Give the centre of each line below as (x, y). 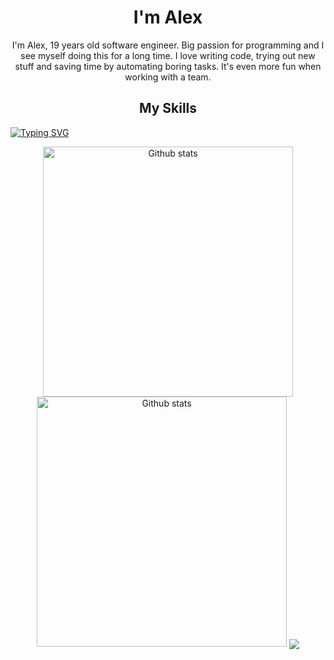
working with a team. (168, 77)
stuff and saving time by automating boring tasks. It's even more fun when (168, 66)
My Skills (168, 108)
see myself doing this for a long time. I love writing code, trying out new (168, 55)
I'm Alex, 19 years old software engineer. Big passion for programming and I (168, 45)
